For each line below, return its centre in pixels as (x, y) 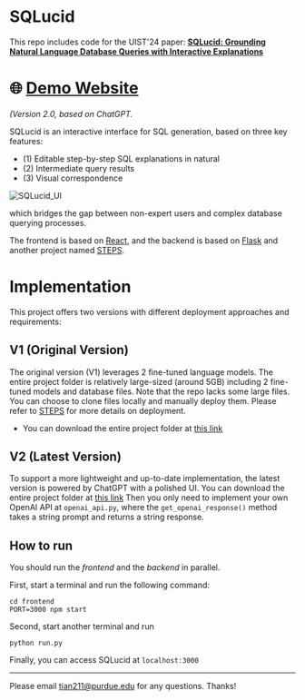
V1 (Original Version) (69, 350)
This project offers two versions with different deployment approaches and (149, 311)
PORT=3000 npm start (49, 610)
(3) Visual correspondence (73, 178)
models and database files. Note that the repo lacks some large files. (162, 391)
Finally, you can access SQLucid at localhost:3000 (104, 660)
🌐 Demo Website (74, 89)
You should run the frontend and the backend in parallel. (115, 567)
